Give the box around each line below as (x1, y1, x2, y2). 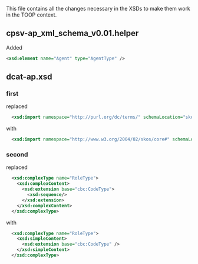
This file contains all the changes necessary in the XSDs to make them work (6, 5, 190, 12)
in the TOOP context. (6, 11, 57, 18)
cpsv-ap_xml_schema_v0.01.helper (6, 28, 139, 38)
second (6, 151, 28, 159)
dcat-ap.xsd (6, 72, 52, 82)
